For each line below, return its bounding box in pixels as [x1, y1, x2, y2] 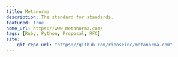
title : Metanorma [6, 8, 50, 15]
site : [6, 36, 20, 42]
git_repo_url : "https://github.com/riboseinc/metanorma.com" [17, 42, 173, 48]
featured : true [6, 20, 44, 26]
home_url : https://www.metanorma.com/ [6, 25, 103, 31]
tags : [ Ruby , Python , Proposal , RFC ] [6, 31, 101, 37]
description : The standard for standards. [6, 14, 114, 20]
